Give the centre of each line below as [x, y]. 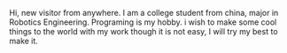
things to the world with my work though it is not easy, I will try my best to [143, 31]
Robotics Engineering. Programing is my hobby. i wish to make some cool [143, 22]
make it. [23, 41]
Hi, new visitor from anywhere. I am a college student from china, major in [144, 13]
